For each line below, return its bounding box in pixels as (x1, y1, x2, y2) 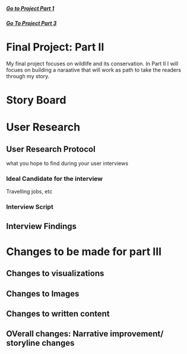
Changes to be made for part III (6, 245, 162, 258)
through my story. (6, 72, 50, 79)
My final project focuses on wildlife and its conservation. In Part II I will (6, 60, 179, 67)
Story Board (6, 94, 66, 107)
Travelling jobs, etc (6, 188, 53, 195)
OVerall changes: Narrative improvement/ (6, 329, 164, 339)
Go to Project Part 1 (6, 5, 55, 12)
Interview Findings (6, 221, 77, 231)
